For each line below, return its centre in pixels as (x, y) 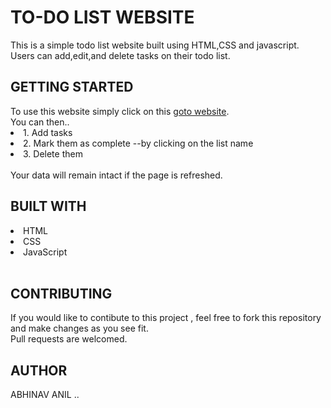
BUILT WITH (48, 206)
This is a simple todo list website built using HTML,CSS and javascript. (155, 45)
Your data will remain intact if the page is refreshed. (116, 175)
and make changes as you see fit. (79, 328)
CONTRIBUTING (61, 293)
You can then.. (40, 122)
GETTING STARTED (72, 87)
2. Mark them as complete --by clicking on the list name (138, 143)
